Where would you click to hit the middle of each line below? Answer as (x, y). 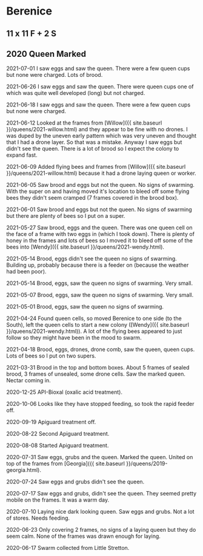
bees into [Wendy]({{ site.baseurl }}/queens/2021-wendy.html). (85, 247)
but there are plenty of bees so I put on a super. (66, 216)
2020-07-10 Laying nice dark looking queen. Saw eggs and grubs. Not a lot (101, 512)
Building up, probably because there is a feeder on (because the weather (98, 265)
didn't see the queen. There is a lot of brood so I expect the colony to (93, 149)
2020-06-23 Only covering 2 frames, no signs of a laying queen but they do (101, 530)
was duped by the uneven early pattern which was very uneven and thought (101, 136)
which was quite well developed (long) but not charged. (76, 93)
